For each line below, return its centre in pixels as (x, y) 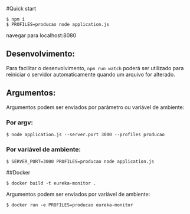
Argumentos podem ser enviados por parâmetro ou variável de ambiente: (95, 107)
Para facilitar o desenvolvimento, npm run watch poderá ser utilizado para (95, 68)
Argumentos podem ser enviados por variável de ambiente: (78, 195)
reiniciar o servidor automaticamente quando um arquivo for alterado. (91, 74)
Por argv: (20, 122)
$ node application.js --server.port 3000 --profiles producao (86, 134)
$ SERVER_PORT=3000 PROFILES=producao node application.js (80, 162)
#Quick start (21, 9)
